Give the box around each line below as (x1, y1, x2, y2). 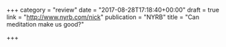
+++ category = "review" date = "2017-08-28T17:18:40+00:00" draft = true (6, 6, 220, 14)
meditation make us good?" (6, 20, 84, 28)
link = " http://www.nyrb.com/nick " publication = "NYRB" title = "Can (6, 13, 200, 21)
